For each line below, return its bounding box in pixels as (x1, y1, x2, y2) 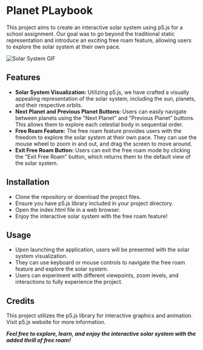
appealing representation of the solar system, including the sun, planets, (15, 95, 196, 102)
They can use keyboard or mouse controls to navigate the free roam (15, 259, 185, 266)
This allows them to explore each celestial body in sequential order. (15, 121, 184, 128)
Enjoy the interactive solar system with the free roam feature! (15, 212, 168, 220)
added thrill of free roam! (6, 337, 72, 344)
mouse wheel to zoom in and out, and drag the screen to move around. (15, 140, 193, 147)
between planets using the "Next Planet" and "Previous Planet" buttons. (15, 114, 195, 121)
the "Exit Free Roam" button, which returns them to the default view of (15, 153, 191, 160)
